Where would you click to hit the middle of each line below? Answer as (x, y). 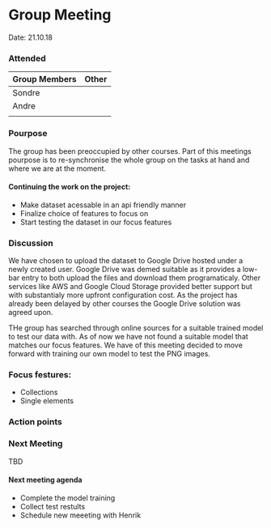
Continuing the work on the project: (70, 187)
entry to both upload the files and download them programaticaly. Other (141, 278)
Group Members (44, 79)
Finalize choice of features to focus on (84, 213)
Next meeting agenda (45, 480)
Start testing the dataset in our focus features (96, 222)
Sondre (26, 93)
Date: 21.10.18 (30, 37)
